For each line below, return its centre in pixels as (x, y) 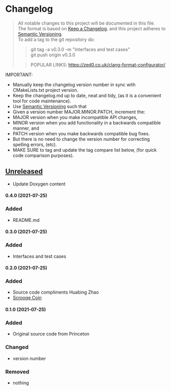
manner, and (26, 128)
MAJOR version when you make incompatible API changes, (75, 117)
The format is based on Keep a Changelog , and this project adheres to (92, 28)
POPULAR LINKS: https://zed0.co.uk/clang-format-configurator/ (98, 65)
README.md (26, 220)
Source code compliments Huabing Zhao (56, 292)
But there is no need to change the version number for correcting (81, 139)
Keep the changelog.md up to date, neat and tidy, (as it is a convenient (87, 95)
